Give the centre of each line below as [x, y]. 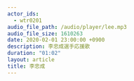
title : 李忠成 [26, 66]
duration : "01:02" [34, 54]
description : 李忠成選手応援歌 [49, 46]
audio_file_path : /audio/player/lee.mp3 [67, 27]
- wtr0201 [28, 20]
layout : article [31, 60]
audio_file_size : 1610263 [45, 33]
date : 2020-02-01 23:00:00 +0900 [56, 40]
